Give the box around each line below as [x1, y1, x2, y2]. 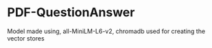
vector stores [7, 34, 45, 42]
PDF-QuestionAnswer [7, 5, 135, 20]
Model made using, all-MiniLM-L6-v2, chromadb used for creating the [7, 27, 206, 35]
